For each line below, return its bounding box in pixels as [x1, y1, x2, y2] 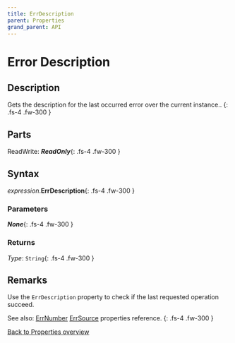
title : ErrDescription [7, 10, 74, 18]
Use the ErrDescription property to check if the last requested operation [7, 293, 219, 301]
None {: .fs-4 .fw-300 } [7, 220, 74, 229]
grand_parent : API [7, 23, 61, 30]
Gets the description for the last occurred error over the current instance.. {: [7, 100, 228, 109]
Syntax [7, 167, 40, 180]
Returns [7, 238, 35, 248]
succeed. [7, 301, 35, 309]
